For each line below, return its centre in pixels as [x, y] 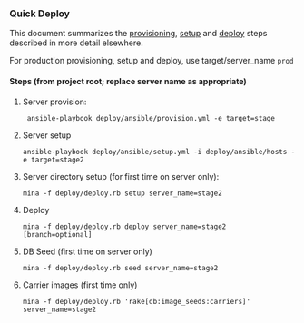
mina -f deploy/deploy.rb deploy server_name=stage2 [124, 226]
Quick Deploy [40, 14]
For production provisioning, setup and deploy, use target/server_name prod [152, 61]
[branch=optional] [57, 234]
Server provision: [54, 102]
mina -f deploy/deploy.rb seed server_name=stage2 [120, 268]
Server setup [47, 135]
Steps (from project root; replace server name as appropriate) [128, 81]
